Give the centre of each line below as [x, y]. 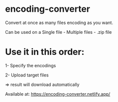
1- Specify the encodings [31, 65]
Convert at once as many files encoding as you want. [59, 23]
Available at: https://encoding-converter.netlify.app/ [58, 94]
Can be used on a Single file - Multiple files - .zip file [59, 32]
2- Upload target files [27, 75]
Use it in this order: [45, 52]
